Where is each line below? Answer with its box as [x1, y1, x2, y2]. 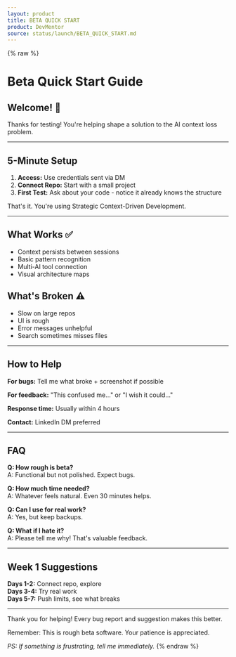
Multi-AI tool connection [17, 262, 88, 271]
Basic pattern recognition [17, 254, 91, 264]
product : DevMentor [7, 23, 65, 30]
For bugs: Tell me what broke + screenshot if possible [7, 377, 164, 385]
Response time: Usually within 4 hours [7, 404, 120, 412]
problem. [7, 128, 34, 136]
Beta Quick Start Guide [7, 74, 143, 90]
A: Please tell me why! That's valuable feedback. [7, 534, 148, 542]
